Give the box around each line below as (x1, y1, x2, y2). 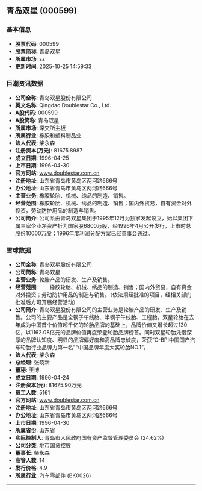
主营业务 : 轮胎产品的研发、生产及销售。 (14, 276, 113, 283)
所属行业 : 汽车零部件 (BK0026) (14, 472, 91, 479)
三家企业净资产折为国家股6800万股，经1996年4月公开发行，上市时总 (20, 222, 191, 229)
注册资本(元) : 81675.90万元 (14, 381, 82, 389)
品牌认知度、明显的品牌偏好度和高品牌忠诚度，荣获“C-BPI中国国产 (25, 336, 191, 343)
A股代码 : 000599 (14, 109, 58, 116)
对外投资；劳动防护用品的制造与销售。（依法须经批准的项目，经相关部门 (14, 291, 192, 298)
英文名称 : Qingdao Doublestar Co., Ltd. (14, 101, 111, 108)
